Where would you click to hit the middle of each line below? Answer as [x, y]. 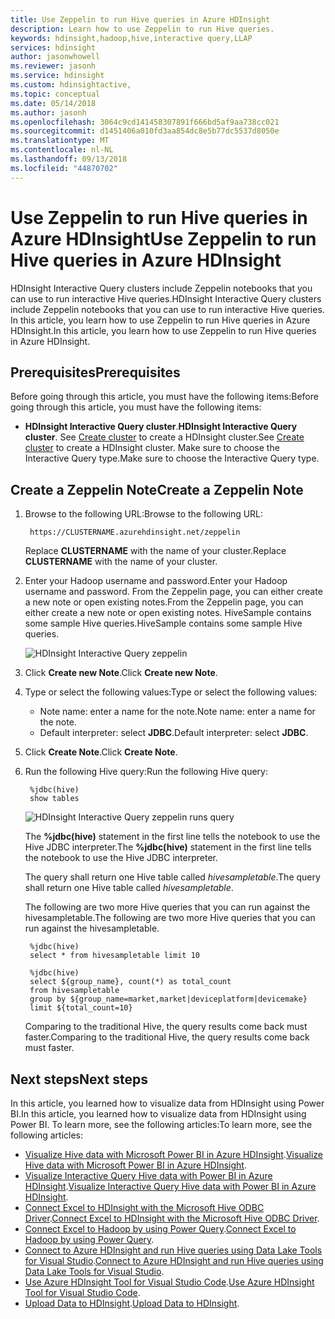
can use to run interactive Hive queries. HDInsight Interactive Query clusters [166, 298]
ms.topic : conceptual [55, 94]
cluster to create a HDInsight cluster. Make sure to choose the [152, 448]
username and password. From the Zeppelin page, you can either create [173, 592]
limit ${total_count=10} [81, 1008]
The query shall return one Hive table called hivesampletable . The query [172, 877]
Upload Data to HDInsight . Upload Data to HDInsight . [132, 1303]
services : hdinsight [53, 47]
